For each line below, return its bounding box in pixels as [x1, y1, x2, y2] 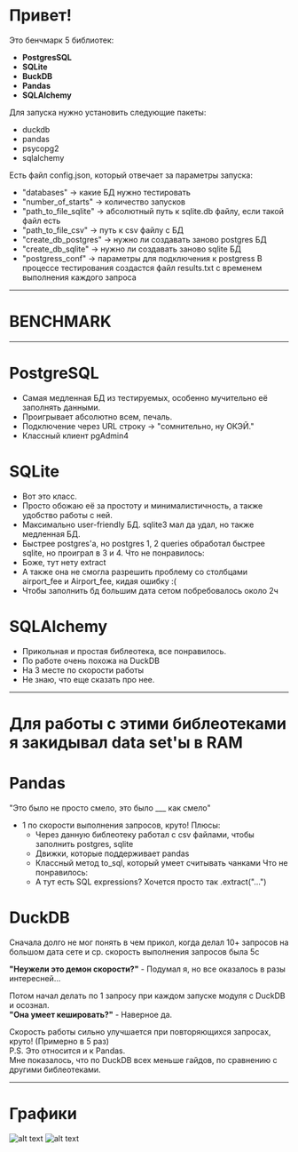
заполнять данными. [21, 402, 101, 412]
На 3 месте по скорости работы [21, 664, 145, 676]
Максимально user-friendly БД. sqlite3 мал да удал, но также [21, 519, 255, 530]
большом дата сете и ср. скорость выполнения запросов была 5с [9, 946, 260, 956]
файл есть [21, 215, 61, 226]
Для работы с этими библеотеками [9, 713, 286, 733]
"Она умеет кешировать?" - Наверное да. [9, 1009, 173, 1020]
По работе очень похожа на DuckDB [21, 655, 160, 666]
